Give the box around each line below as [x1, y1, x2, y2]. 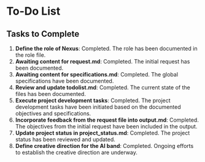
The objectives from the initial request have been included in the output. [15, 123, 198, 130]
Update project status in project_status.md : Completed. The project [15, 130, 190, 136]
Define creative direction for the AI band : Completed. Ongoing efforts [15, 142, 194, 149]
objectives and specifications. [15, 110, 91, 117]
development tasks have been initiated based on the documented [15, 103, 181, 111]
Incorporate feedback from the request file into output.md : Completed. [15, 116, 199, 123]
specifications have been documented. [15, 78, 114, 84]
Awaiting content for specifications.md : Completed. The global [15, 71, 179, 78]
